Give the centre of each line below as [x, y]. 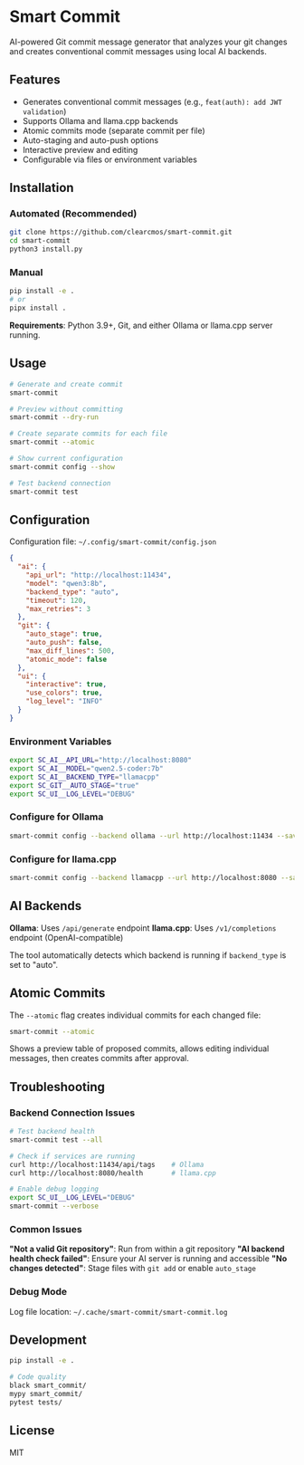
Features [35, 80]
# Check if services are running [72, 1156]
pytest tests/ [36, 1402]
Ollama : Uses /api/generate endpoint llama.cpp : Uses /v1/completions [143, 928]
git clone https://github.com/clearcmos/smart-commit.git [121, 233]
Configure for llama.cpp [63, 859]
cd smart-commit [40, 241]
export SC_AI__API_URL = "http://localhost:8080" [101, 761]
